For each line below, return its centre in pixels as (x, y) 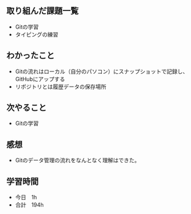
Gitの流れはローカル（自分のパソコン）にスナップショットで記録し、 (102, 71)
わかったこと (31, 56)
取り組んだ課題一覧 (42, 11)
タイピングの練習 (37, 34)
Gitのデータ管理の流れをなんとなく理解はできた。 (77, 160)
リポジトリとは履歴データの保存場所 (61, 87)
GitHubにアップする (40, 79)
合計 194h (29, 205)
